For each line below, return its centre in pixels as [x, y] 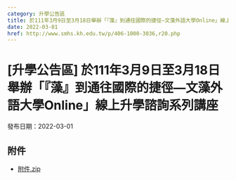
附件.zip [29, 169]
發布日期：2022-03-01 [40, 127]
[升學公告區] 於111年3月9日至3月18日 [114, 70]
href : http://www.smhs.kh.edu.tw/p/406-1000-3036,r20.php [94, 33]
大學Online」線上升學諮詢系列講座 [119, 105]
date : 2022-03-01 [33, 27]
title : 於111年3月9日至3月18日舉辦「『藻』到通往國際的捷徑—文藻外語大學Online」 [114, 20]
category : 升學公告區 [36, 14]
